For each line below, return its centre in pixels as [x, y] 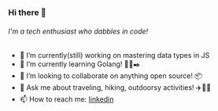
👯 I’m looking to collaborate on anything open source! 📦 [111, 76]
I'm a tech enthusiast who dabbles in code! [78, 31]
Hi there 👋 [28, 13]
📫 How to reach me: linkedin [67, 99]
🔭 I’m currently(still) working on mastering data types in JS [115, 55]
